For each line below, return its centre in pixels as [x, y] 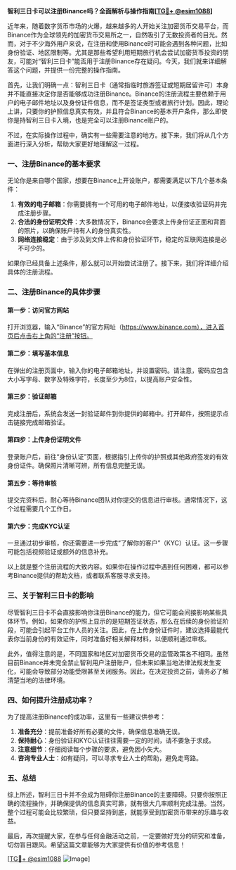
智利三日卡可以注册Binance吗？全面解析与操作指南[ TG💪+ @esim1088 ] [110, 11]
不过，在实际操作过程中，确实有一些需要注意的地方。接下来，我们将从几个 [115, 135]
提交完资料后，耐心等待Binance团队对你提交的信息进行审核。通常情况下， [114, 500]
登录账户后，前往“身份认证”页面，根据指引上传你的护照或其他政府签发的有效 [118, 457]
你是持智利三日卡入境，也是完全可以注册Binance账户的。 [90, 120]
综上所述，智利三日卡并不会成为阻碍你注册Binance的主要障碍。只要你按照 [114, 795]
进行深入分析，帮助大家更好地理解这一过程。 [78, 144]
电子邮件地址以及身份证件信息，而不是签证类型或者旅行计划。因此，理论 [124, 102]
